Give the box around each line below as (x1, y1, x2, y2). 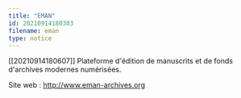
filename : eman (8, 27, 60, 35)
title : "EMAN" (8, 11, 56, 20)
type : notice (8, 34, 52, 43)
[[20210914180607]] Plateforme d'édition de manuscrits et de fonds (8, 56, 234, 66)
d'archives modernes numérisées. (8, 65, 122, 75)
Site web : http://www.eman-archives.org (8, 80, 146, 90)
